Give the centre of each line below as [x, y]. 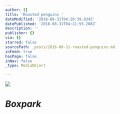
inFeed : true [19, 51]
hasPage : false [21, 56]
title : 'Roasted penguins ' [34, 14]
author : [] [16, 10]
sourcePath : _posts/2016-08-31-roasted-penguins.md [60, 47]
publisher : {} [20, 33]
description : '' [22, 28]
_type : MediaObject [25, 65]
